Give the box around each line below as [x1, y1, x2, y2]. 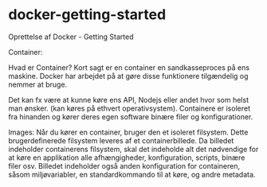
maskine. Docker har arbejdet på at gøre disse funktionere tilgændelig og [8, 71, 249, 80]
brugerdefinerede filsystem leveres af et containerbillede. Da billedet [8, 135, 234, 145]
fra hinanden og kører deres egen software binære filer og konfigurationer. [8, 111, 253, 121]
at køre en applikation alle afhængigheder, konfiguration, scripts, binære [8, 153, 245, 162]
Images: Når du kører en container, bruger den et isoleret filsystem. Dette [8, 127, 249, 137]
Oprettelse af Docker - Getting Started [8, 32, 134, 41]
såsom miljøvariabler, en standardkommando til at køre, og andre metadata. [8, 169, 256, 179]
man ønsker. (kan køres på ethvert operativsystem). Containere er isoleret [8, 103, 251, 113]
